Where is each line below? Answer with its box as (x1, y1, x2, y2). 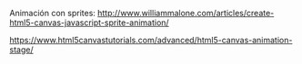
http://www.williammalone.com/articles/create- (96, 8, 275, 18)
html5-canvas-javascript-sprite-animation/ (9, 17, 170, 28)
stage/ (9, 44, 34, 55)
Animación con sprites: (9, 8, 96, 18)
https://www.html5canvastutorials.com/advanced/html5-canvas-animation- (9, 35, 293, 45)
